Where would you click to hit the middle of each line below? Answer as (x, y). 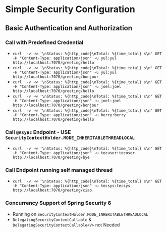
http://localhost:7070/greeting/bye (51, 158)
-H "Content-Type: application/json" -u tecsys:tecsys (71, 186)
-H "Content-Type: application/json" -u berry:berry (69, 115)
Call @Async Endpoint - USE (38, 132)
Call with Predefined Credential (44, 42)
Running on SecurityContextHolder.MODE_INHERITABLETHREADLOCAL (80, 214)
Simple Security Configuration (70, 9)
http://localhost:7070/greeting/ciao (52, 191)
